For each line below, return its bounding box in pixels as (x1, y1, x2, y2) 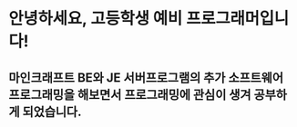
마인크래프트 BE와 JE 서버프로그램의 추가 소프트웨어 (8, 70, 284, 85)
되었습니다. (22, 103, 82, 119)
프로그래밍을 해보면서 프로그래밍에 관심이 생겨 (8, 87, 251, 103)
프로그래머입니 (185, 8, 290, 29)
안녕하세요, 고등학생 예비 (8, 8, 183, 29)
